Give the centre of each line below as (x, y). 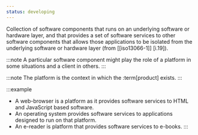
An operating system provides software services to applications (94, 113)
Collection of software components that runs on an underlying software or (98, 29)
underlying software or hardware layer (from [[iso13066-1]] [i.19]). (87, 48)
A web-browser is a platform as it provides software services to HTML (102, 101)
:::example (19, 89)
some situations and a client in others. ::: (56, 66)
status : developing (31, 12)
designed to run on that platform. (56, 120)
